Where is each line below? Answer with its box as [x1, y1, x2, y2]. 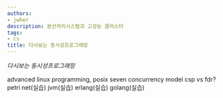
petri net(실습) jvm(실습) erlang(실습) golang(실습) [7, 84, 145, 91]
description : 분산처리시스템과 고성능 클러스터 [7, 23, 124, 29]
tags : [7, 29, 23, 36]
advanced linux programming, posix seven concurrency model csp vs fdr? [7, 75, 217, 83]
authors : [7, 10, 32, 17]
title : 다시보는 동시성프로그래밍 [7, 42, 88, 49]
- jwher [7, 16, 29, 23]
